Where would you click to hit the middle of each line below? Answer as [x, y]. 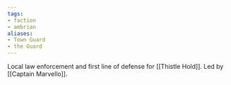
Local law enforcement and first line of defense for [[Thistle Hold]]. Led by [115, 66]
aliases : [20, 33]
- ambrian [22, 27]
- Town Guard [26, 40]
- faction [22, 20]
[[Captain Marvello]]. [38, 74]
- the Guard [25, 46]
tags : [15, 14]
